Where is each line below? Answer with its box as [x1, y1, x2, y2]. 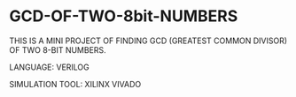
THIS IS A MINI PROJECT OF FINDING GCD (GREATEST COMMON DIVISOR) [9, 35, 288, 46]
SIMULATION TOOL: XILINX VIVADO [9, 78, 142, 89]
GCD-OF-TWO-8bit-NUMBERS [9, 6, 238, 26]
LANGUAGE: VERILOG [9, 62, 90, 72]
